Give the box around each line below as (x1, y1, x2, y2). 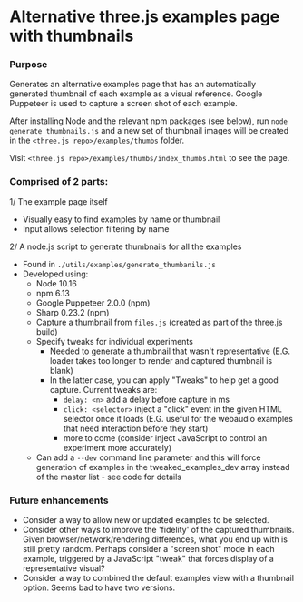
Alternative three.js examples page (9, 6, 280, 27)
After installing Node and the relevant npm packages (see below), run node (9, 115, 288, 126)
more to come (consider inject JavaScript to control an (63, 432, 268, 443)
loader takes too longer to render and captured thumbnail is (49, 355, 273, 366)
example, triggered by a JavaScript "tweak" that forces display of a (22, 553, 274, 565)
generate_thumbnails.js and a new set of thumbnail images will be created (9, 125, 289, 136)
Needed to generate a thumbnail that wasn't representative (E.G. (49, 346, 291, 356)
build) (35, 326, 58, 337)
